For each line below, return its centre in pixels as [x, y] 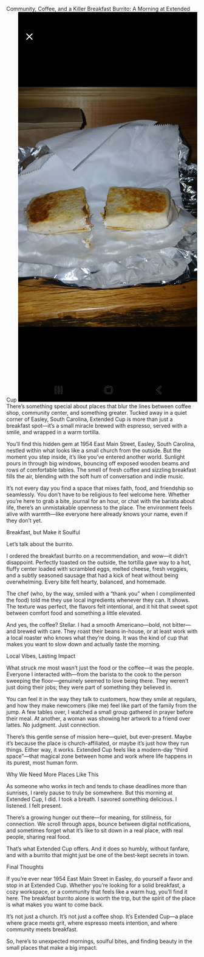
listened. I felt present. [34, 806]
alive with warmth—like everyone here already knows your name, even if [97, 514]
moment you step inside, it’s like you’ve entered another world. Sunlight [96, 457]
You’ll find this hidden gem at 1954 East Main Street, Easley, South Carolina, [101, 444]
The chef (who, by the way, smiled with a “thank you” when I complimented [101, 594]
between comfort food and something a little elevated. [74, 613]
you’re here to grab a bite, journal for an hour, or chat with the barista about [101, 501]
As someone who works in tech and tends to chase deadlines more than [97, 786]
